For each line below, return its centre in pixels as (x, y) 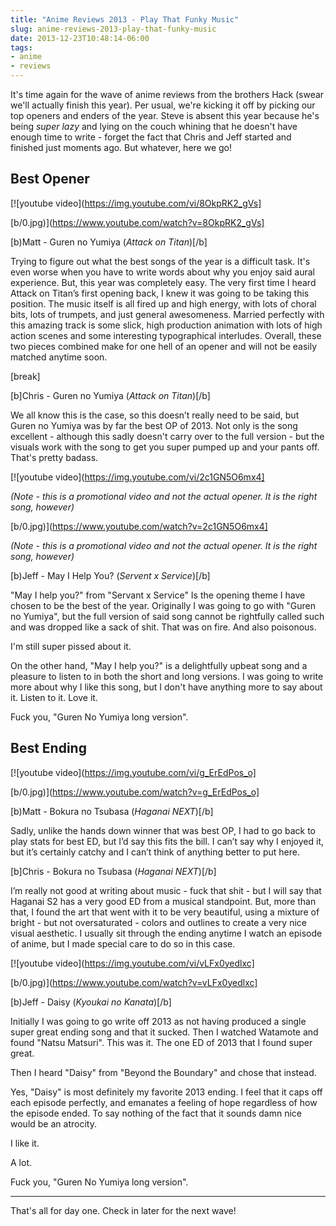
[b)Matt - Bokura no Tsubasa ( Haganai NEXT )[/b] (112, 811)
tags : (21, 47)
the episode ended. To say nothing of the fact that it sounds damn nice (156, 1113)
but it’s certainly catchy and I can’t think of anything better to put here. (155, 852)
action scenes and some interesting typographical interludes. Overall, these (166, 335)
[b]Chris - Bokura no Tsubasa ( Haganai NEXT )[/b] (113, 871)
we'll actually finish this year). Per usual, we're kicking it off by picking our (163, 105)
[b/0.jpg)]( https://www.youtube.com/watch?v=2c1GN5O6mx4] (139, 526)
